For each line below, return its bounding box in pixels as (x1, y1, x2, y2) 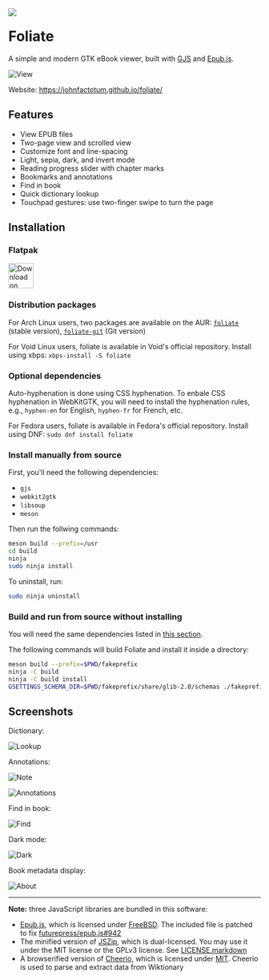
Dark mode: (8, 835, 47, 845)
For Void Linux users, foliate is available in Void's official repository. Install (8, 341, 252, 351)
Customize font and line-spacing (19, 146, 128, 155)
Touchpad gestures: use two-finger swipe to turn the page (19, 197, 214, 207)
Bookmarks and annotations (19, 171, 114, 181)
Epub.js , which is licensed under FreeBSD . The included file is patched (19, 920, 253, 930)
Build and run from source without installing (8, 611, 183, 622)
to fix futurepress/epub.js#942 (19, 929, 122, 938)
